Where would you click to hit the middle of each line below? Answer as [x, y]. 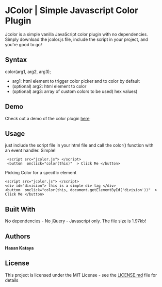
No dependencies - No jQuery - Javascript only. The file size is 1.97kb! [76, 221]
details [12, 280]
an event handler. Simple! [30, 150]
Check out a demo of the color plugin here [47, 118]
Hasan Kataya [19, 248]
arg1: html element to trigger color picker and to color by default [76, 81]
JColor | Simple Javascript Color [72, 10]
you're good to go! [24, 44]
